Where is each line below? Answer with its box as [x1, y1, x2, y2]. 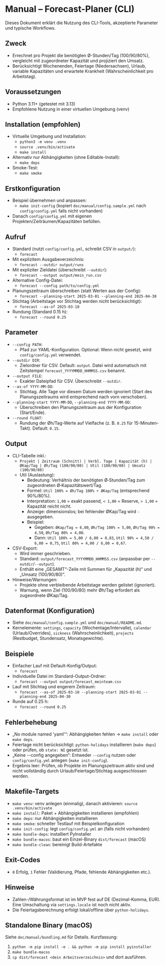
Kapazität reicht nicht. [27, 503, 72, 509]
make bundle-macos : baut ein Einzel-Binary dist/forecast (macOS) [12, 836, 146, 842]
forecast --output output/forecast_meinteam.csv [19, 679, 122, 684]
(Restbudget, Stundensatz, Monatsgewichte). [12, 635, 104, 641]
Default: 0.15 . [32, 425, 60, 431]
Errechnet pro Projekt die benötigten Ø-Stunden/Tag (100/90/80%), [12, 52, 150, 58]
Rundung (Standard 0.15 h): [12, 309, 68, 314]
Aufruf [5, 233, 26, 241]
